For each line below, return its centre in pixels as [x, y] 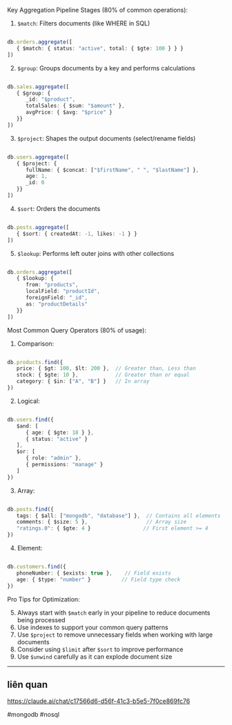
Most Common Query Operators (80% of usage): [77, 330]
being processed [41, 619]
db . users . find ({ [30, 419]
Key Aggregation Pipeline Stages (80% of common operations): [98, 10]
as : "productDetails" [57, 304]
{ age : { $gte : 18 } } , [60, 433]
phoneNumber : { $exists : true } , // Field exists [94, 573]
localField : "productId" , [62, 291]
